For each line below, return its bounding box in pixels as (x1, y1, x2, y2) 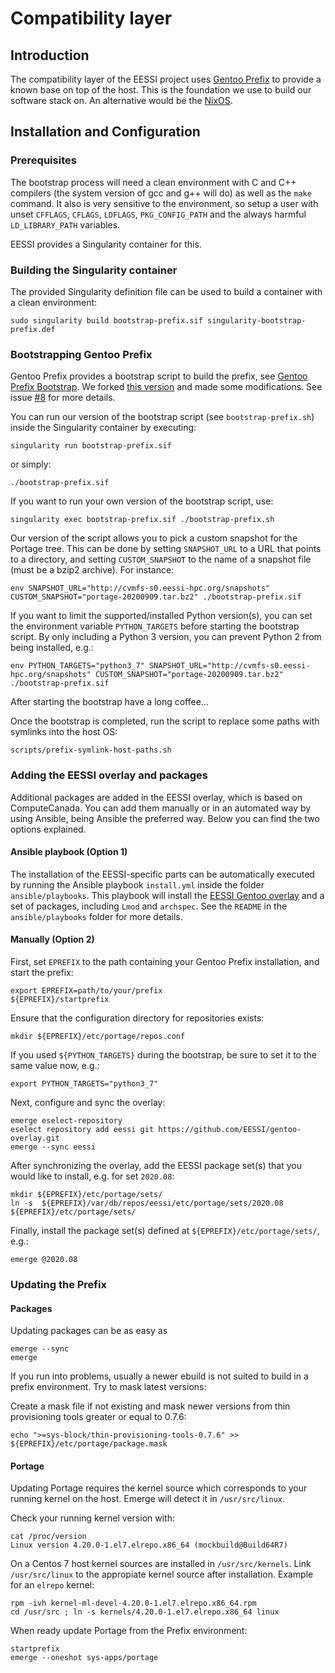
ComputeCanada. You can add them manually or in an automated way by (10, 802, 312, 814)
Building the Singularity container (10, 263, 178, 277)
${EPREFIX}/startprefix (10, 994, 110, 1004)
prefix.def (10, 324, 56, 334)
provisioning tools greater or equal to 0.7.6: (10, 1411, 187, 1423)
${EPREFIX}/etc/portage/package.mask (10, 1439, 168, 1449)
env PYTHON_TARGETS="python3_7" (10, 661, 145, 671)
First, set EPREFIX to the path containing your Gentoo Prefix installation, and (10, 955, 320, 967)
